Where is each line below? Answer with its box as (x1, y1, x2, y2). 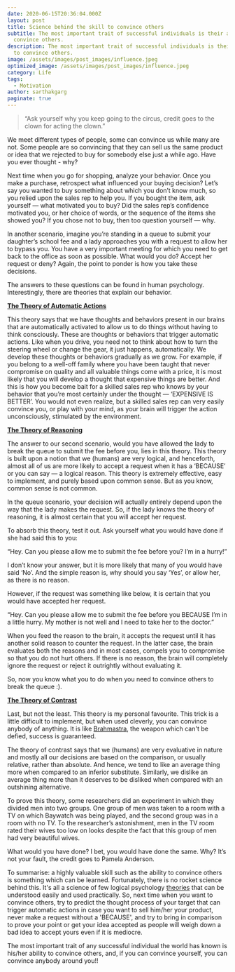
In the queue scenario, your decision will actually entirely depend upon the (7, 498, 222, 506)
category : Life (7, 69, 52, 76)
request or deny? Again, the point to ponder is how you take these (7, 260, 198, 267)
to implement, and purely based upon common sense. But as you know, (7, 477, 213, 485)
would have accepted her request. (7, 597, 106, 605)
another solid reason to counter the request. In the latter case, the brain (7, 639, 213, 647)
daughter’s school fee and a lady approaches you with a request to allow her (7, 237, 228, 246)
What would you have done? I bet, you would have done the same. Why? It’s (7, 847, 227, 856)
